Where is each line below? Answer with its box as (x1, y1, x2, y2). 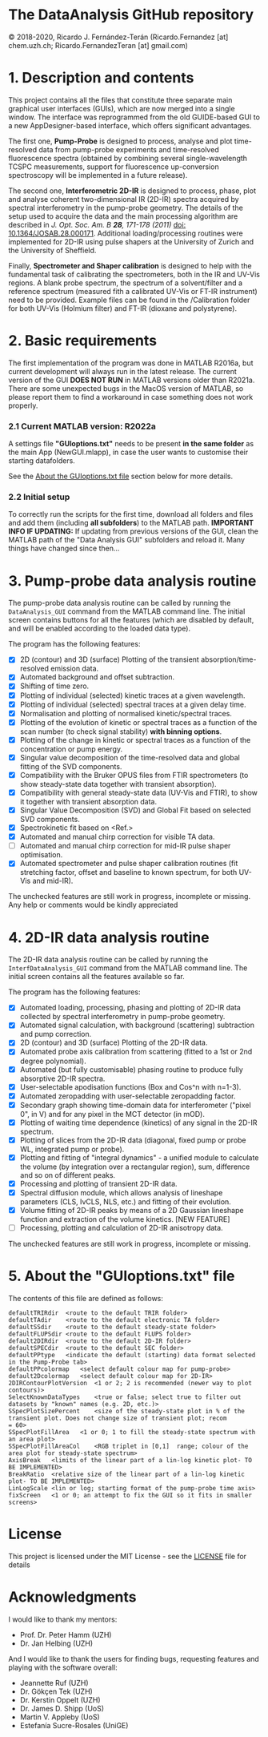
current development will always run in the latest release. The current (8, 366, 238, 376)
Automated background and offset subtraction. (19, 672, 175, 682)
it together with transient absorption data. (19, 797, 158, 807)
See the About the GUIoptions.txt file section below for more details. (8, 471, 234, 482)
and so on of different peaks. (19, 1170, 116, 1179)
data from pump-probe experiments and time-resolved (38, 144, 219, 154)
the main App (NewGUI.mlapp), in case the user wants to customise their (8, 447, 249, 457)
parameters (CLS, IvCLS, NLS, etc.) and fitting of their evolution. (19, 1197, 232, 1207)
